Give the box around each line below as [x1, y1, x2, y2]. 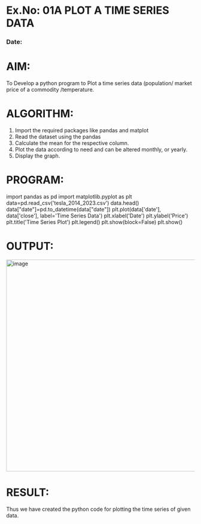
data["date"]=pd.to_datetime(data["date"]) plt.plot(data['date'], [6, 205, 162, 213]
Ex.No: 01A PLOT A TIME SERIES [6, 4, 169, 17]
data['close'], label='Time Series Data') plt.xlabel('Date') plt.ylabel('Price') [6, 212, 188, 219]
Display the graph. [14, 152, 60, 159]
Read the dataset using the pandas [14, 133, 101, 140]
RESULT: [6, 486, 50, 499]
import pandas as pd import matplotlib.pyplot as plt [6, 193, 133, 200]
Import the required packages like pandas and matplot [14, 126, 149, 134]
